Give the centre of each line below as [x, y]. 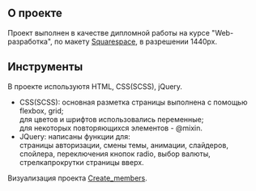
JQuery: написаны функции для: [75, 136]
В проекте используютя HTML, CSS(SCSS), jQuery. [95, 86]
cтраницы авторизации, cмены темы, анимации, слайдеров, [124, 145]
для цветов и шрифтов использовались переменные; [111, 119]
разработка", [30, 41]
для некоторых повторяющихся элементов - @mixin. [111, 128]
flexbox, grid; [41, 110]
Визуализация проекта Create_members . [77, 178]
